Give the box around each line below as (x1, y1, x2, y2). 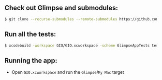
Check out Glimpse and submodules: (4, 4, 118, 12)
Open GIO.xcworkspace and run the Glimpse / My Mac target (11, 69, 124, 75)
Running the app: (4, 56, 58, 64)
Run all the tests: (4, 30, 56, 38)
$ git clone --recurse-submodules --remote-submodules (4, 16, 118, 21)
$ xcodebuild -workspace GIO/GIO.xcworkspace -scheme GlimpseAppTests (4, 43, 150, 48)
